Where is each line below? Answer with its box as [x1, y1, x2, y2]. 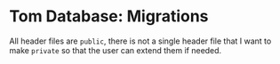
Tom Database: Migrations [9, 6, 209, 27]
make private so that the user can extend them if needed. [9, 44, 222, 55]
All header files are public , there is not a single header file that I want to [9, 36, 272, 46]
